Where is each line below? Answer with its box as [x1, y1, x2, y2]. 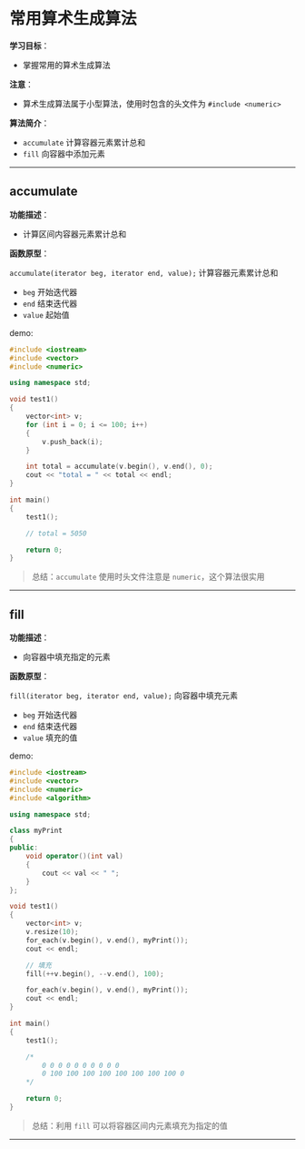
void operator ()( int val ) [25, 852, 124, 861]
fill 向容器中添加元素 [22, 147, 106, 159]
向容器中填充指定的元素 [22, 652, 111, 663]
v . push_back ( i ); [42, 437, 103, 446]
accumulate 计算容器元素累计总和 [22, 137, 146, 147]
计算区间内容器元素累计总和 [22, 229, 127, 239]
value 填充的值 [22, 732, 78, 743]
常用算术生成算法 [9, 8, 138, 29]
